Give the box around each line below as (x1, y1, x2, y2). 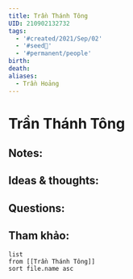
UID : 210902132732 (8, 19, 70, 27)
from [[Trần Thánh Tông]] (8, 257, 95, 265)
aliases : (8, 72, 38, 80)
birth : (8, 57, 31, 66)
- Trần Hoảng (15, 79, 60, 87)
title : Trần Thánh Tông (8, 11, 89, 20)
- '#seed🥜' (15, 42, 52, 50)
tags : (8, 27, 27, 35)
